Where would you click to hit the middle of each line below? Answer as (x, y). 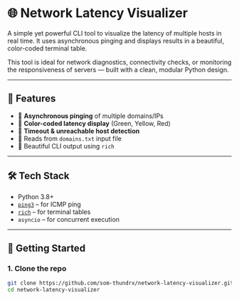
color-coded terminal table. (47, 48)
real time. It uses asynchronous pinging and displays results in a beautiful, (116, 41)
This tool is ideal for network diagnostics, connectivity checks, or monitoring (119, 62)
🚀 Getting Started (47, 248)
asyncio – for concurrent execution (68, 219)
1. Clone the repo (37, 268)
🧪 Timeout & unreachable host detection (79, 131)
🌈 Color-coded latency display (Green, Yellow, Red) (94, 123)
